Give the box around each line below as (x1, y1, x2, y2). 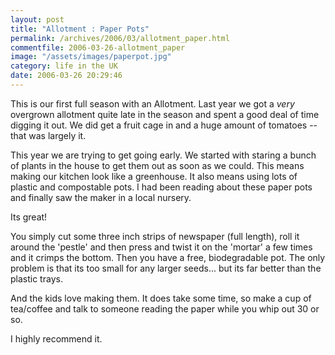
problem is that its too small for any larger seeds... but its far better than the (10, 262, 322, 274)
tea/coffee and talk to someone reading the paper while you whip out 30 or (10, 302, 320, 315)
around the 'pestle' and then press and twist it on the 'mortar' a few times (10, 241, 313, 253)
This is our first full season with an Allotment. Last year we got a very (10, 97, 295, 110)
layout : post (10, 14, 65, 25)
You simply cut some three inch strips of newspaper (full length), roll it (10, 230, 300, 242)
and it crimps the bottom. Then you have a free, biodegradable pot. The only (10, 251, 326, 263)
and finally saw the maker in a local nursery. (10, 191, 192, 203)
